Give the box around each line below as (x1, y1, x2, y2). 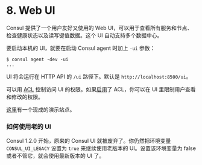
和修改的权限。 (6, 93, 43, 100)
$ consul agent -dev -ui (6, 56, 69, 62)
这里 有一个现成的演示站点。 (6, 106, 75, 113)
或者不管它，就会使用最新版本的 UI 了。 (6, 152, 105, 160)
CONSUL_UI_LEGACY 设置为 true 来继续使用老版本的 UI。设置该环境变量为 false (6, 145, 196, 152)
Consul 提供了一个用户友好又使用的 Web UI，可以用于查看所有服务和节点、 (6, 24, 193, 31)
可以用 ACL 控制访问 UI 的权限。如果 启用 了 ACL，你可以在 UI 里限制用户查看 (6, 85, 196, 93)
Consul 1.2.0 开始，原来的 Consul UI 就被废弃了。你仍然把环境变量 (6, 137, 171, 145)
